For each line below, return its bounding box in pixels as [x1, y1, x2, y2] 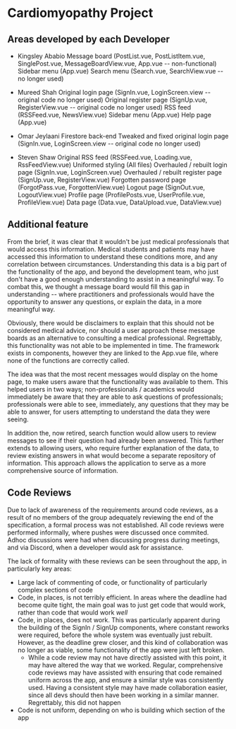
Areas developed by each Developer [7, 33, 170, 45]
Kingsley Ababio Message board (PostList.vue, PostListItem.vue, [17, 52, 206, 60]
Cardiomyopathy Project [7, 5, 154, 21]
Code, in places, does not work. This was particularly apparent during [17, 615, 221, 624]
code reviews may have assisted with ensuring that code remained [27, 668, 222, 677]
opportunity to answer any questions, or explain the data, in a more [7, 297, 202, 305]
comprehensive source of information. [7, 466, 118, 474]
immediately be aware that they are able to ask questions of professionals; [7, 392, 223, 401]
